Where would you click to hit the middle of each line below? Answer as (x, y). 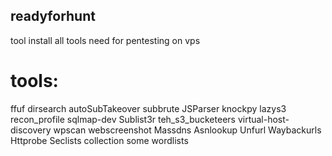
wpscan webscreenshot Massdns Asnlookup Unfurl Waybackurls (187, 130)
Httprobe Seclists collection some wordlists (99, 140)
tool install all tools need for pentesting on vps (105, 40)
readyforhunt (53, 16)
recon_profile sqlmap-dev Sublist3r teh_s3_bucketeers (123, 119)
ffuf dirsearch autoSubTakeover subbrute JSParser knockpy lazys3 (148, 108)
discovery (31, 130)
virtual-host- (263, 119)
